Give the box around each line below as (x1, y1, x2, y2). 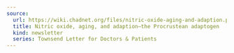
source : (6, 10, 29, 17)
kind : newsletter (13, 29, 64, 36)
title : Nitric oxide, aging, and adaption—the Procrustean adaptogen (13, 23, 219, 30)
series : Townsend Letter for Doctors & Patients (13, 36, 157, 43)
